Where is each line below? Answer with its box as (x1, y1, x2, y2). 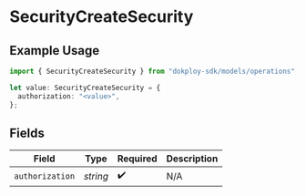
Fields (9, 125, 46, 140)
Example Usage (9, 43, 100, 58)
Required (117, 152, 158, 165)
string (83, 170, 109, 182)
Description (166, 152, 219, 165)
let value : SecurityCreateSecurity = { (9, 83, 161, 92)
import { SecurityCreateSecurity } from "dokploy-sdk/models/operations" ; (9, 67, 300, 76)
